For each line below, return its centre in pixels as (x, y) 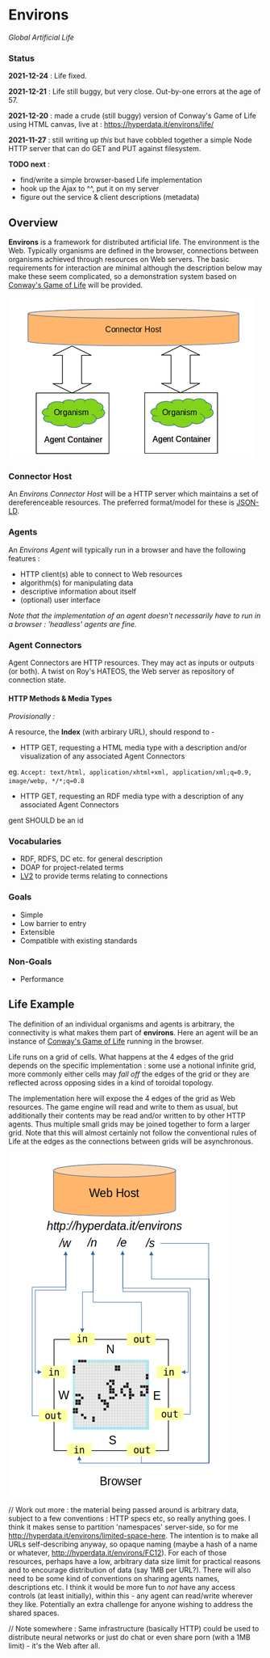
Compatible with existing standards (79, 941)
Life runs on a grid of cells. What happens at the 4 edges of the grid (121, 1056)
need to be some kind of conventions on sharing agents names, (114, 1578)
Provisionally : (32, 717)
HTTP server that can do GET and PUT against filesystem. (105, 149)
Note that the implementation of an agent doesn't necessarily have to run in (135, 615)
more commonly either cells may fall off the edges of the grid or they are (129, 1074)
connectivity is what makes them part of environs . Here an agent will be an (133, 1032)
